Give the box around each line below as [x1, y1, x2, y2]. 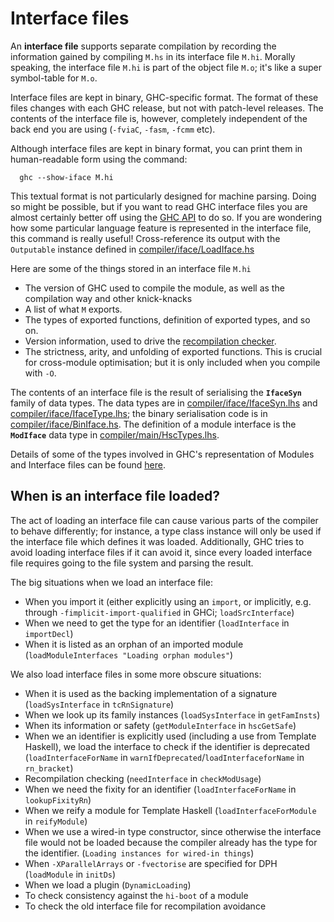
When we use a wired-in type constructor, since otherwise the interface [24, 825, 322, 837]
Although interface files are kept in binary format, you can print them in [10, 142, 303, 154]
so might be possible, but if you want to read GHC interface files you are [10, 200, 308, 212]
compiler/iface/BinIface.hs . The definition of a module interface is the [10, 418, 297, 430]
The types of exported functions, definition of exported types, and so [24, 313, 311, 326]
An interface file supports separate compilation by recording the [10, 40, 277, 52]
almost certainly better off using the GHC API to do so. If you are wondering [10, 211, 323, 223]
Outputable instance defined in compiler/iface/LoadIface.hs [10, 243, 255, 255]
